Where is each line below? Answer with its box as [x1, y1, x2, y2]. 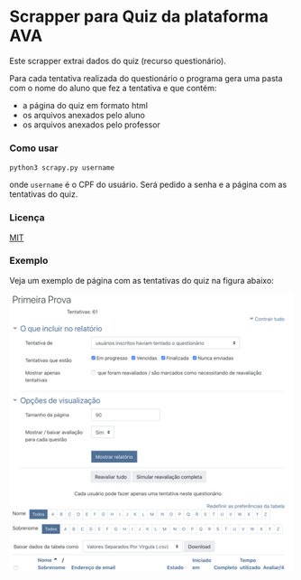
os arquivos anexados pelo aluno [22, 109, 146, 120]
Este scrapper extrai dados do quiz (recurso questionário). [9, 55, 227, 66]
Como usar [9, 142, 59, 154]
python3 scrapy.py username [9, 164, 115, 173]
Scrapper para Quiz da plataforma [9, 6, 269, 27]
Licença [9, 211, 45, 224]
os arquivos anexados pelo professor [22, 119, 160, 130]
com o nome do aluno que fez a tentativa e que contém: [9, 82, 217, 93]
